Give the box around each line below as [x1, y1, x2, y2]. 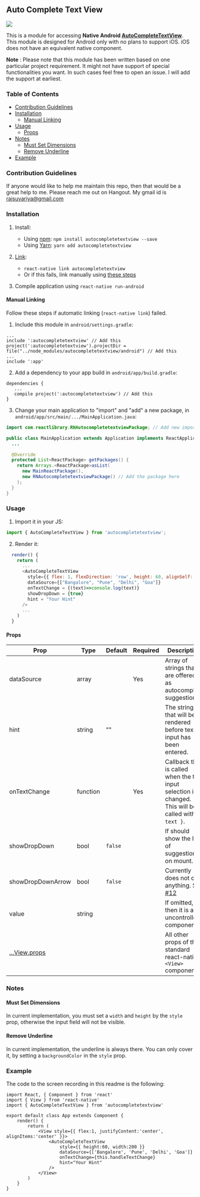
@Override [11, 451, 36, 458]
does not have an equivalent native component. [6, 44, 123, 51]
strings [164, 664, 185, 672]
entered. [164, 748, 189, 756]
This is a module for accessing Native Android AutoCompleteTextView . [6, 32, 184, 39]
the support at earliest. [6, 75, 62, 82]
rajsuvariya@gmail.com [6, 195, 64, 202]
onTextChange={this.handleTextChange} [59, 1154, 156, 1160]
